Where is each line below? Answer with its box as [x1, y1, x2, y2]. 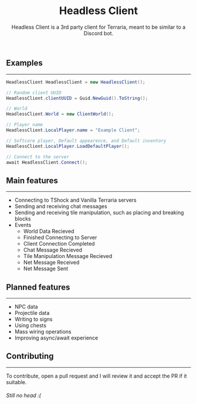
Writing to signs [14, 315, 53, 322]
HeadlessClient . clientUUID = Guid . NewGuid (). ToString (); [6, 95, 148, 101]
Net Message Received [23, 259, 80, 266]
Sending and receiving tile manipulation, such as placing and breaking [14, 209, 184, 216]
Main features [6, 175, 59, 185]
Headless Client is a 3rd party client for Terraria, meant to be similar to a [11, 23, 186, 30]
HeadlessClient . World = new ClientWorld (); [6, 111, 114, 117]
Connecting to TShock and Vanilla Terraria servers [14, 196, 137, 203]
